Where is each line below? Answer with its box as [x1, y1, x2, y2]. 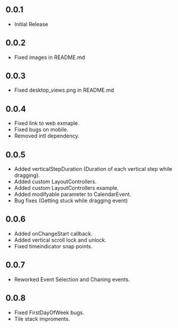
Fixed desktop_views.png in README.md [14, 86, 115, 94]
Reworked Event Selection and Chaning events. [14, 276, 131, 283]
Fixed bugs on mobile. [14, 126, 69, 133]
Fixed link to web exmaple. [14, 120, 80, 127]
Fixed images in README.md [14, 54, 85, 61]
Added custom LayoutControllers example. [14, 185, 119, 192]
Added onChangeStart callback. [14, 230, 93, 237]
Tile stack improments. [14, 315, 71, 322]
